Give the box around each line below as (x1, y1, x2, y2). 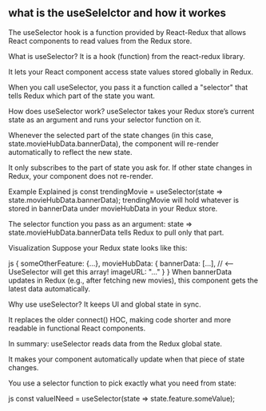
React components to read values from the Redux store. (8, 36, 193, 45)
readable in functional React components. (8, 323, 146, 333)
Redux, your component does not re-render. (8, 171, 153, 180)
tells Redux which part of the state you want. (8, 91, 156, 101)
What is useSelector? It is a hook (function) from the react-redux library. (8, 51, 245, 61)
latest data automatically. (8, 283, 90, 294)
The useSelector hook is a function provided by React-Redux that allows (8, 27, 246, 37)
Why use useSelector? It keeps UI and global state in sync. (8, 299, 201, 309)
